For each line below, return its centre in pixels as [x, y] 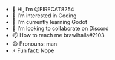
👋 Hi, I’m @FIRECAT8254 [43, 9]
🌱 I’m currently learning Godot [50, 22]
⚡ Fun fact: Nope [33, 50]
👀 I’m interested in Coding [44, 16]
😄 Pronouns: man [34, 44]
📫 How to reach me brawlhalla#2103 [58, 35]
